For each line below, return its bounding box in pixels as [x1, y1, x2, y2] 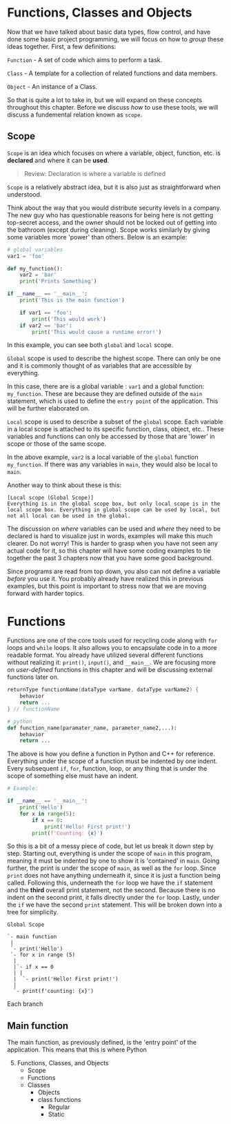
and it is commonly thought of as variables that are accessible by [7, 362, 192, 370]
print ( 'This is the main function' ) [19, 297, 125, 304]
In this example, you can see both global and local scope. [7, 341, 174, 349]
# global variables [7, 246, 63, 253]
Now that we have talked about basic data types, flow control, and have [7, 28, 211, 36]
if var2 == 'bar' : [19, 322, 72, 329]
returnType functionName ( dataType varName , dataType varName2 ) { [7, 687, 199, 693]
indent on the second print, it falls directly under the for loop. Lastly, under [7, 894, 220, 902]
